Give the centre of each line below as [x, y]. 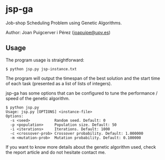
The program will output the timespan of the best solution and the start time [83, 78]
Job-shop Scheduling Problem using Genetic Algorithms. [64, 23]
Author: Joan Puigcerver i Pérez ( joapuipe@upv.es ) [58, 32]
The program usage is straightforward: [45, 60]
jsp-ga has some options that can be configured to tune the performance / [82, 93]
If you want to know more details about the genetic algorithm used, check [81, 147]
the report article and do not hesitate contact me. [56, 152]
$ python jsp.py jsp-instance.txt [41, 69]
